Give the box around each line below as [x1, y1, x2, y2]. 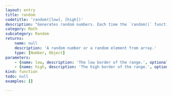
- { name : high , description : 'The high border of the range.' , [14, 64, 153, 69]
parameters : [5, 55, 31, 60]
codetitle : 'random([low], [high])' [5, 17, 83, 22]
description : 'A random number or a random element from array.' [14, 45, 157, 51]
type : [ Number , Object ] [14, 50, 66, 55]
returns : [5, 36, 24, 41]
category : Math [5, 27, 38, 32]
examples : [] [5, 79, 33, 84]
